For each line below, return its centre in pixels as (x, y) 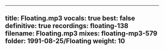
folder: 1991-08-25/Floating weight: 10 (65, 41)
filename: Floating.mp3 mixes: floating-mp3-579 (81, 34)
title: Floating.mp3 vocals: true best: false (70, 18)
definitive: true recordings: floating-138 (67, 26)
